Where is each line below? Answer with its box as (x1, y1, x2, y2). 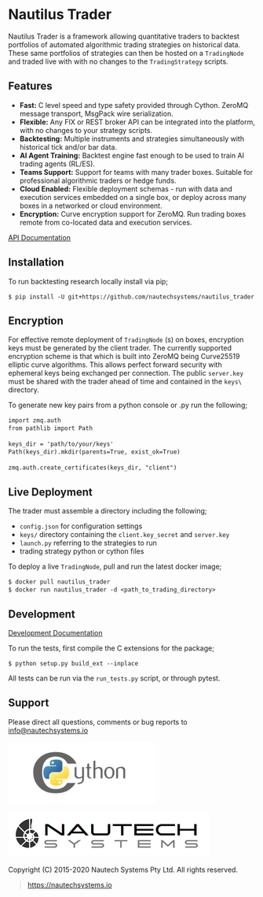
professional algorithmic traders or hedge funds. (19, 176, 177, 185)
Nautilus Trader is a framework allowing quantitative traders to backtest (8, 32, 239, 41)
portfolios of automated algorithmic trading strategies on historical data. (8, 39, 241, 49)
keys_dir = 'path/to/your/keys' (8, 440, 114, 448)
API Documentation (8, 232, 71, 242)
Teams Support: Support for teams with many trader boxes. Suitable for (19, 167, 254, 176)
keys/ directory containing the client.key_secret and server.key (19, 530, 230, 539)
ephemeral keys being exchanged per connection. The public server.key (8, 369, 244, 378)
